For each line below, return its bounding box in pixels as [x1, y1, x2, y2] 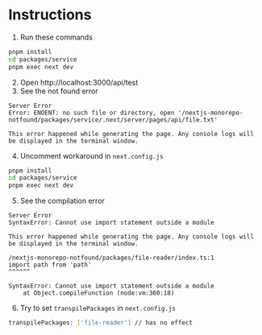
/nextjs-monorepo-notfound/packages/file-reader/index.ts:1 [8, 254, 215, 263]
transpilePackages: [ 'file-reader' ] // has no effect [8, 319, 193, 327]
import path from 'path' [8, 261, 92, 269]
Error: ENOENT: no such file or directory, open [8, 109, 175, 117]
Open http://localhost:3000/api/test [19, 77, 139, 87]
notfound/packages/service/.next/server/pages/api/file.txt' [8, 115, 218, 124]
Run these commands [19, 32, 93, 42]
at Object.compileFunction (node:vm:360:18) [23, 289, 175, 297]
